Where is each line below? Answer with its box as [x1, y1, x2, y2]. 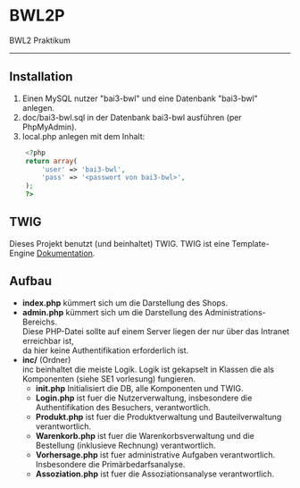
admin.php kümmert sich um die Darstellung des [21, 307, 204, 317]
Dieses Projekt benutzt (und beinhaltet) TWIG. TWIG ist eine [9, 238, 230, 248]
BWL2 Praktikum [9, 35, 71, 46]
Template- [231, 238, 270, 248]
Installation [9, 69, 73, 85]
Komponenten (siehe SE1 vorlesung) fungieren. [21, 373, 196, 384]
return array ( [25, 156, 78, 165]
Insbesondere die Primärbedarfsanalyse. [35, 459, 186, 469]
